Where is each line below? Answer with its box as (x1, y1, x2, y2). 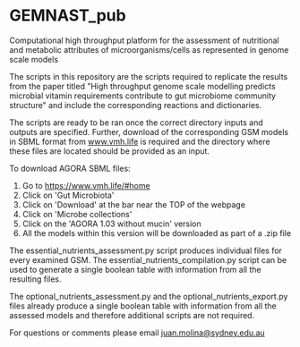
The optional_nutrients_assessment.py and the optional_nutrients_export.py (9, 291, 288, 301)
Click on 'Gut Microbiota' (21, 190, 115, 200)
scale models (9, 54, 59, 64)
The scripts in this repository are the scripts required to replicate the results (9, 71, 288, 81)
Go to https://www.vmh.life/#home (21, 180, 150, 190)
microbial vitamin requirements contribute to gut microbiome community (9, 90, 276, 101)
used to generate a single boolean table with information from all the (9, 264, 261, 275)
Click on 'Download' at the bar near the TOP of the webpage (21, 199, 246, 210)
